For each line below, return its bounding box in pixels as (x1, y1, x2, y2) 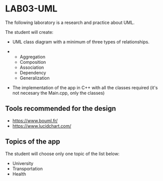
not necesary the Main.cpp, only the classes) (12, 90, 105, 96)
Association (19, 64, 44, 70)
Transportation (12, 166, 43, 172)
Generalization (19, 75, 50, 81)
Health (12, 171, 26, 177)
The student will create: (5, 29, 54, 35)
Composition (19, 59, 46, 65)
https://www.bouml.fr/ (12, 118, 58, 124)
